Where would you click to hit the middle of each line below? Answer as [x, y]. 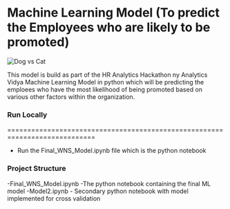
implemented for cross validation [54, 198]
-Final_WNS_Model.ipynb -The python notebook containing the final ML [109, 183]
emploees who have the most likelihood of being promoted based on [105, 89]
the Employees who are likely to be [109, 27]
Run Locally [27, 114]
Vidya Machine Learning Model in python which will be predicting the [106, 82]
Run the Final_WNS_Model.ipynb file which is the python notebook [112, 151]
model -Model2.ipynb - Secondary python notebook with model [98, 191]
